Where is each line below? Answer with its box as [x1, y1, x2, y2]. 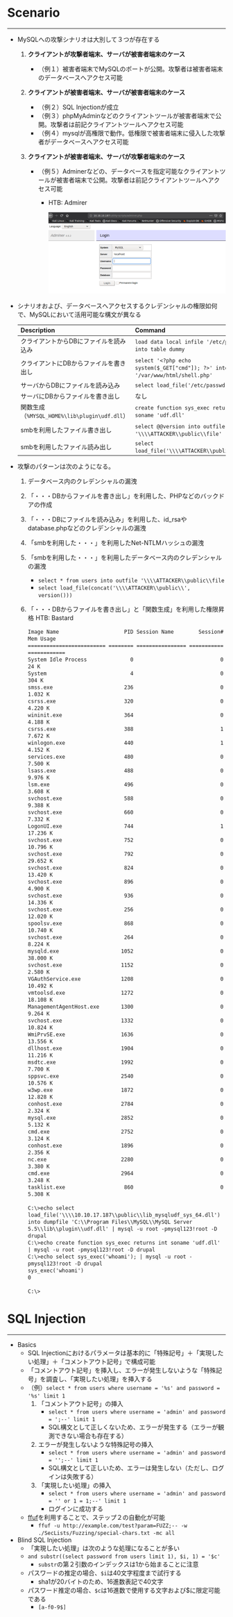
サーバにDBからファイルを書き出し [20, 392, 120, 400]
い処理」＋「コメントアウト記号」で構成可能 [27, 1357, 156, 1366]
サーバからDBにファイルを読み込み [20, 380, 120, 389]
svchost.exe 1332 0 [27, 1017, 224, 1025]
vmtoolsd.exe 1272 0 [27, 989, 224, 997]
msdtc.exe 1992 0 [27, 1059, 224, 1066]
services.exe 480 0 [27, 753, 224, 761]
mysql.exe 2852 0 [27, 1114, 224, 1122]
